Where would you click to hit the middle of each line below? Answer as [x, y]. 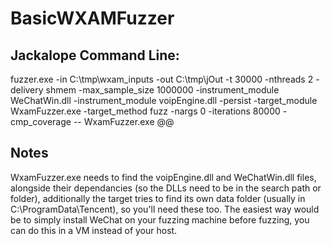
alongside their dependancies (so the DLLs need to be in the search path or [166, 188]
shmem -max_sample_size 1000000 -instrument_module [162, 90]
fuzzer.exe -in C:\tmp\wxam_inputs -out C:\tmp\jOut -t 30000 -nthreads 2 [162, 79]
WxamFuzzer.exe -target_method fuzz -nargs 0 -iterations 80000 [145, 111]
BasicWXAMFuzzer [92, 18]
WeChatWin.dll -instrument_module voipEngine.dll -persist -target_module [164, 100]
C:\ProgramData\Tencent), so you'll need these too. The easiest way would [165, 209]
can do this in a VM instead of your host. [94, 230]
